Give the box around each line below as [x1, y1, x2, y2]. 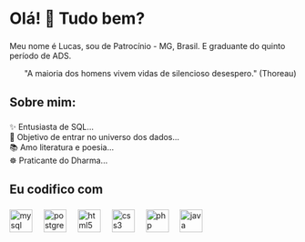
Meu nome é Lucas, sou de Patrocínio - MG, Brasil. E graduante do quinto [9, 41, 286, 52]
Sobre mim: [9, 95, 76, 110]
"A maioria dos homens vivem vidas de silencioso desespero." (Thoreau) [24, 68, 297, 79]
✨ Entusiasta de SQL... [9, 122, 94, 133]
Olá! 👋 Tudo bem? [9, 8, 146, 29]
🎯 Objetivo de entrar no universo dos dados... [9, 132, 180, 143]
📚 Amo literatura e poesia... [9, 142, 115, 153]
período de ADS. [9, 50, 72, 62]
